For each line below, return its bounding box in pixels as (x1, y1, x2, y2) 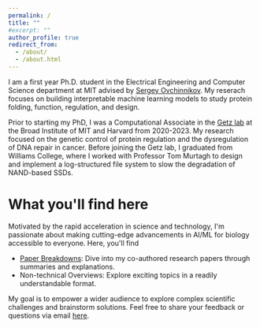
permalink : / (8, 11, 51, 20)
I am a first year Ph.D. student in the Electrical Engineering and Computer (8, 76, 246, 87)
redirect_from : (8, 41, 58, 49)
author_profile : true (8, 33, 80, 42)
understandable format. (19, 278, 97, 288)
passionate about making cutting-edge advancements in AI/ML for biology (8, 229, 250, 239)
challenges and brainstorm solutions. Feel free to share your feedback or (8, 302, 245, 311)
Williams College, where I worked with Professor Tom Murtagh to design (8, 151, 243, 160)
